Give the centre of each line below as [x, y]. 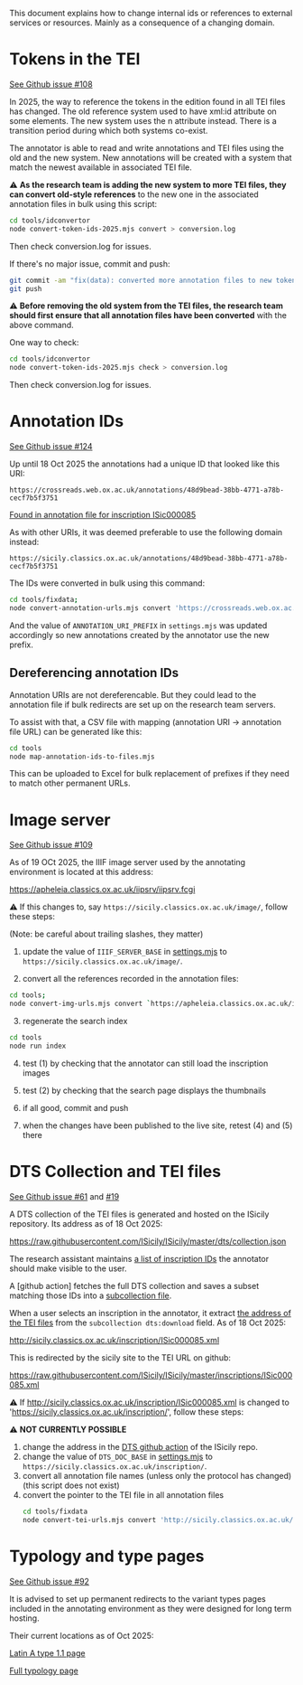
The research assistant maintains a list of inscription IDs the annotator [139, 1258]
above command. [41, 325]
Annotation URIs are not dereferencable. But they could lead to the [133, 694]
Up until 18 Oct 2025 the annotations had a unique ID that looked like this [145, 464]
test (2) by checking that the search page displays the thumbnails [144, 1090]
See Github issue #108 [51, 84]
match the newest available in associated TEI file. [101, 167]
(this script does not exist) [71, 1485]
